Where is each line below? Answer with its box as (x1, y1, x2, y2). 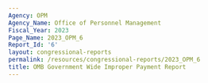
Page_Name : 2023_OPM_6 (8, 33, 83, 42)
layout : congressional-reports (8, 48, 112, 56)
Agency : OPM (8, 11, 48, 20)
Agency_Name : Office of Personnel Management (8, 19, 161, 27)
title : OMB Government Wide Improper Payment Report (8, 63, 187, 71)
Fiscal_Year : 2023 (8, 26, 69, 34)
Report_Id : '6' (8, 41, 59, 49)
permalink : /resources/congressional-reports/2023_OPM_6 (8, 56, 201, 64)
